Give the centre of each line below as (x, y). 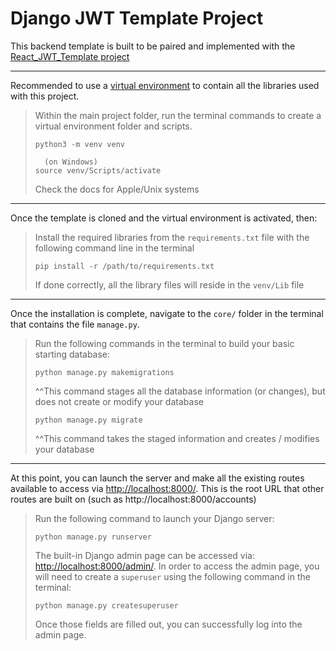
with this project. (45, 96)
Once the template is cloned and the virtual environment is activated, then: (164, 218)
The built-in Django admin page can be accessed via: (144, 555)
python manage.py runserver (93, 537)
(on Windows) (71, 162)
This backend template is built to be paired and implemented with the (153, 46)
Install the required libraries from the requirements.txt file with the (172, 237)
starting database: (72, 354)
